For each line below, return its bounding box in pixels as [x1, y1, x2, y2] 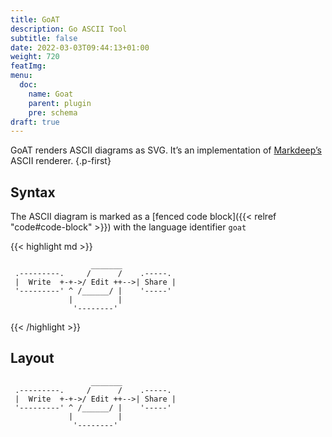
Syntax [10, 184, 56, 201]
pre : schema [28, 107, 78, 118]
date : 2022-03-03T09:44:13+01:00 [10, 42, 150, 53]
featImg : [10, 61, 47, 71]
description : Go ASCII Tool [10, 24, 128, 34]
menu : [10, 71, 33, 81]
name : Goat [28, 89, 74, 99]
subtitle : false [10, 33, 78, 43]
